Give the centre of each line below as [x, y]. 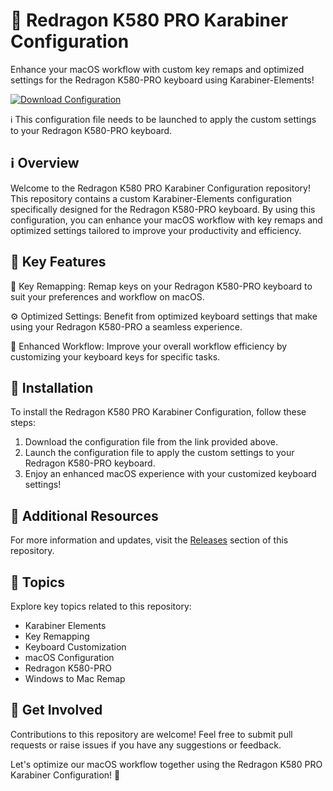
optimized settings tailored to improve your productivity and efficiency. [156, 230]
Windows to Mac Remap [75, 678]
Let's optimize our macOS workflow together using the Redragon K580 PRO [166, 764]
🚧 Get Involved [56, 710]
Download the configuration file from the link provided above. [151, 442]
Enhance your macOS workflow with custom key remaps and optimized [157, 69]
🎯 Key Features [58, 262]
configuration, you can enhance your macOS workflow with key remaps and [166, 220]
